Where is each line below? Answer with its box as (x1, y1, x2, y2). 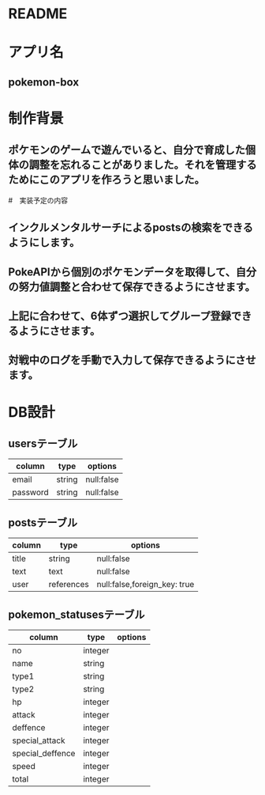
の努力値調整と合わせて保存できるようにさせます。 (8, 280, 256, 293)
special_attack (12, 735, 65, 746)
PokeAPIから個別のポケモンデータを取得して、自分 (8, 265, 257, 278)
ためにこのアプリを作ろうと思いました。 (8, 173, 205, 187)
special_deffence (12, 748, 76, 759)
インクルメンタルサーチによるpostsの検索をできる (8, 221, 254, 234)
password (12, 487, 49, 498)
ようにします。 (8, 236, 80, 249)
